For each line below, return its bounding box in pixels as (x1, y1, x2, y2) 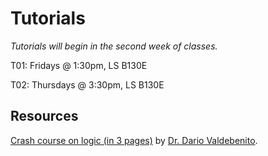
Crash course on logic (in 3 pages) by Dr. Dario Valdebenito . (10, 134, 258, 146)
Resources (10, 108, 79, 125)
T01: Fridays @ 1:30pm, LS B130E (10, 59, 148, 71)
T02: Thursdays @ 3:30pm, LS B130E (10, 78, 165, 91)
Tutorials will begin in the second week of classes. (10, 40, 218, 52)
